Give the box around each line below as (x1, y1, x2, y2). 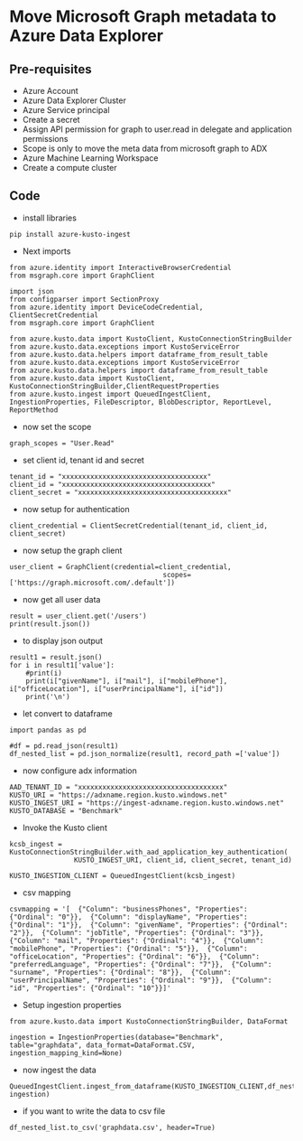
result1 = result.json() (9, 652, 103, 661)
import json (9, 286, 54, 295)
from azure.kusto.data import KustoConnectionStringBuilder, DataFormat (9, 1016, 289, 1026)
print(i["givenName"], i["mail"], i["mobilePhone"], (25, 676, 228, 686)
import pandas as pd (9, 725, 87, 734)
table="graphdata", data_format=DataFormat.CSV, (9, 1041, 196, 1050)
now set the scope (22, 421, 92, 432)
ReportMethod (9, 405, 59, 415)
